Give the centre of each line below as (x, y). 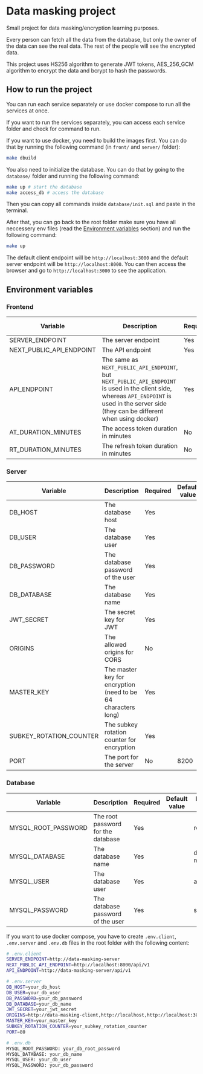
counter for (121, 740)
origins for (119, 652)
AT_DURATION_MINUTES (45, 432)
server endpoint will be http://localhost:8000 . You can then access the (96, 264)
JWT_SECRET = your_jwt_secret (42, 1010)
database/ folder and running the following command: (73, 176)
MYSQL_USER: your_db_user (39, 1060)
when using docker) (130, 418)
